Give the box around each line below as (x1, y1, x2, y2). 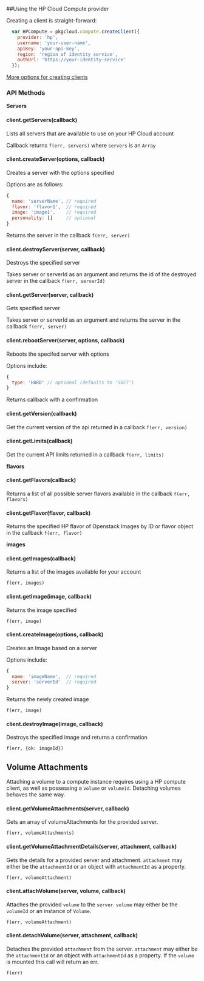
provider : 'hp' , (17, 34, 59, 40)
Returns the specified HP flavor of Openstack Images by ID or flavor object (6, 523, 194, 530)
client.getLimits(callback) (6, 437, 73, 445)
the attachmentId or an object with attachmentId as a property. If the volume (6, 952, 195, 959)
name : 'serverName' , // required (12, 198, 97, 204)
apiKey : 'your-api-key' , (17, 46, 80, 52)
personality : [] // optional (12, 215, 97, 221)
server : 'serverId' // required (12, 679, 97, 685)
